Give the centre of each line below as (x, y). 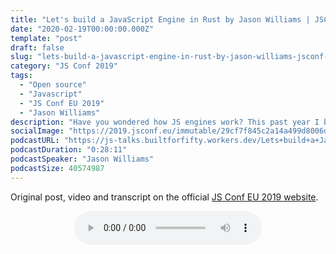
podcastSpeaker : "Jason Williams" (82, 159)
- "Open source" (53, 85)
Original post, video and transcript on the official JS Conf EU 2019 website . (164, 197)
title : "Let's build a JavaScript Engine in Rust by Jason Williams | (160, 19)
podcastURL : (35, 141)
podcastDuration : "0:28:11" (69, 150)
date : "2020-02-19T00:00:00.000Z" (82, 29)
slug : (21, 57)
